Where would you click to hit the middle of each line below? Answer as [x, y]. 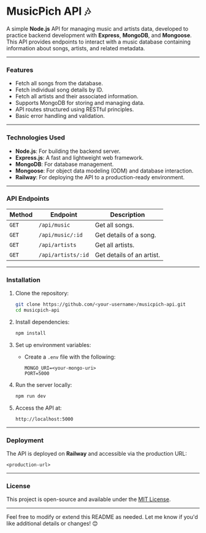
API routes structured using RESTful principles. [74, 109]
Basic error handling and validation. [60, 116]
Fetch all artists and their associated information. [77, 96]
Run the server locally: [44, 384]
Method [21, 214]
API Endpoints [28, 199]
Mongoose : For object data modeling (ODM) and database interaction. [104, 171]
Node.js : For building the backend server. [68, 151]
